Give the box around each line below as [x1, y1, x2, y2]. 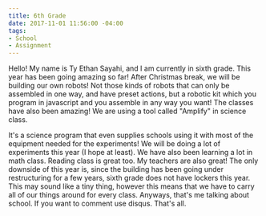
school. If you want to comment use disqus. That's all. [8, 198, 187, 209]
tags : [8, 26, 26, 35]
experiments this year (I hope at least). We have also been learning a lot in [8, 148, 253, 157]
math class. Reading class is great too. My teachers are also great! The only [8, 156, 259, 165]
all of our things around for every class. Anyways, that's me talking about [8, 190, 250, 200]
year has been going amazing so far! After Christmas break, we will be [8, 72, 240, 82]
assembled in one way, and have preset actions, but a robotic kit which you [8, 89, 257, 99]
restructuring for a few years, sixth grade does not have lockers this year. [8, 173, 251, 183]
